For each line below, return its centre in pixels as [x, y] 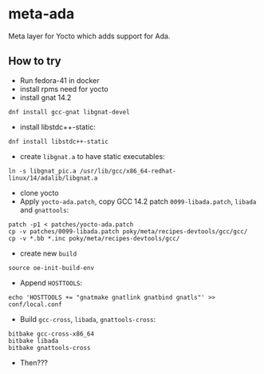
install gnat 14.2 [45, 97]
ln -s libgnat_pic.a [43, 171]
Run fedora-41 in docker [59, 80]
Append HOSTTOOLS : [51, 282]
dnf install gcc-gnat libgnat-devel [69, 112]
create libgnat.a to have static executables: [92, 156]
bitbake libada [33, 340]
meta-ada [41, 14]
